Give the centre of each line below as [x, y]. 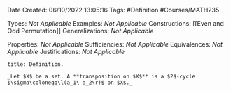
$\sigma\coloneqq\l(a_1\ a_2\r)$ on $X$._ [70, 83]
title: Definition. [36, 65]
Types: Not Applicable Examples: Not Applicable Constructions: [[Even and [115, 23]
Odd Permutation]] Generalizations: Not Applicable [80, 31]
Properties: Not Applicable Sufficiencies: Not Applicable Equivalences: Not [115, 44]
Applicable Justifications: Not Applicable [66, 52]
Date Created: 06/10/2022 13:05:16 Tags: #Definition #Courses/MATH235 [113, 10]
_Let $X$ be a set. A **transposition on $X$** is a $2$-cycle [101, 76]
